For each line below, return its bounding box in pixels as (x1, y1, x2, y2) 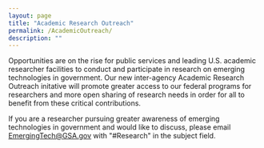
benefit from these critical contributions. (8, 98, 142, 108)
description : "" (8, 34, 62, 42)
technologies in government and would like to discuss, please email (8, 122, 231, 132)
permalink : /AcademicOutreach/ (8, 26, 113, 34)
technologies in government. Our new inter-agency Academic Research (8, 73, 245, 82)
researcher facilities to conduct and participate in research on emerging (8, 65, 246, 74)
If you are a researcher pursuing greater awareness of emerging (8, 114, 220, 124)
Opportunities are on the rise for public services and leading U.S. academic (8, 56, 256, 66)
